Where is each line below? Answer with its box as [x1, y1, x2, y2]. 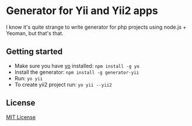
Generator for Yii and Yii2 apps [6, 4, 159, 18]
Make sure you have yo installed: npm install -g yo [14, 62, 140, 69]
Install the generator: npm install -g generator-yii [14, 69, 139, 76]
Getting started [6, 47, 63, 57]
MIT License [6, 113, 36, 121]
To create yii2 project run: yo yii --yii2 [14, 81, 112, 88]
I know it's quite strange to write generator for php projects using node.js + [6, 23, 187, 30]
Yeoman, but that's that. [6, 29, 64, 36]
